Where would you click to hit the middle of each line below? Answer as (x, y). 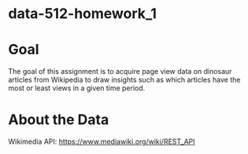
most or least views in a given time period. (77, 88)
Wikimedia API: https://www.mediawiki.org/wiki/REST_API (102, 141)
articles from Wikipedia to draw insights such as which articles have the (124, 80)
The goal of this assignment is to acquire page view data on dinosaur (120, 71)
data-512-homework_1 (83, 14)
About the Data (59, 120)
